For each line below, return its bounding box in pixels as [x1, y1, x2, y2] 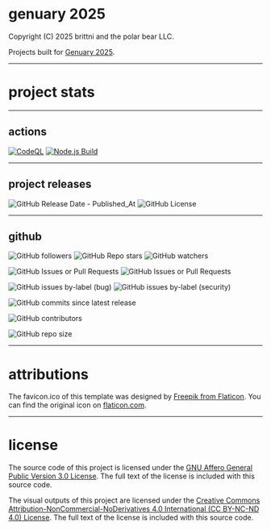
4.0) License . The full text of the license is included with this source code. [8, 513, 254, 523]
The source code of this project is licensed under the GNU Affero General [8, 463, 252, 473]
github [8, 229, 43, 243]
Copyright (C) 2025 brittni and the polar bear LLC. [8, 31, 175, 41]
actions [8, 125, 47, 139]
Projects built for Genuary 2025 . [8, 47, 115, 56]
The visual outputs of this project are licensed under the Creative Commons [8, 495, 261, 505]
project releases [8, 177, 92, 191]
